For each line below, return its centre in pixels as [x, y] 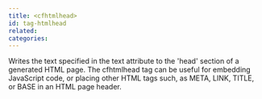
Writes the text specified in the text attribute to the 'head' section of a [124, 61]
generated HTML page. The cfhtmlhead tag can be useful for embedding [130, 70]
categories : [28, 38]
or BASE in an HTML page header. [65, 87]
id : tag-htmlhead [37, 23]
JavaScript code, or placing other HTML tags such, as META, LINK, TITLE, [131, 78]
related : [23, 31]
